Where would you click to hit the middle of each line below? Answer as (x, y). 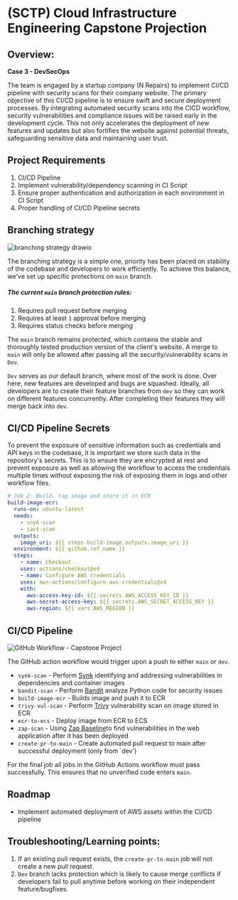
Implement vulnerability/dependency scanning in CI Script (102, 185)
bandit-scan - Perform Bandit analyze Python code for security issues (120, 690)
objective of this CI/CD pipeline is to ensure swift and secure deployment (114, 100)
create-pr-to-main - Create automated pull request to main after (112, 743)
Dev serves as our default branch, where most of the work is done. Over (112, 375)
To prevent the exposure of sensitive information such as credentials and (114, 445)
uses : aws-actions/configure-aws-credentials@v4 (93, 582)
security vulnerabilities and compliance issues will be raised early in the (112, 116)
